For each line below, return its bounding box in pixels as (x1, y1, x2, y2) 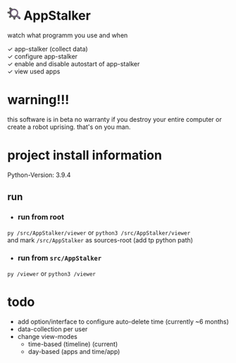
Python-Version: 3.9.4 (7, 171, 71, 179)
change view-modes (17, 332, 77, 340)
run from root (17, 212, 65, 222)
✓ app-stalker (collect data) (7, 44, 88, 53)
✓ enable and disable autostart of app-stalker (7, 59, 140, 68)
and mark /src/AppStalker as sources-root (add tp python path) (7, 235, 194, 244)
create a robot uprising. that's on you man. (7, 123, 131, 131)
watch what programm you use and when (7, 31, 128, 39)
